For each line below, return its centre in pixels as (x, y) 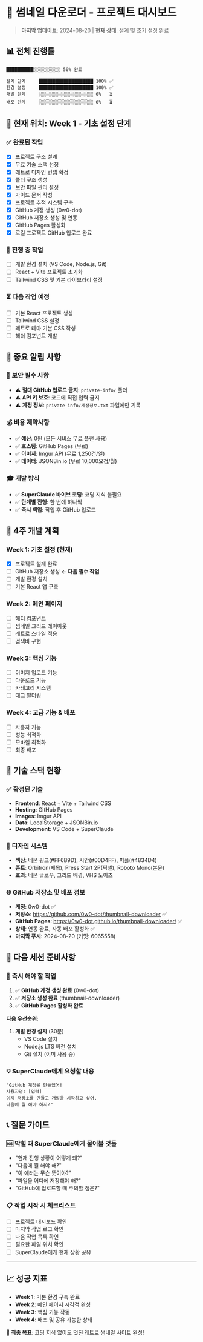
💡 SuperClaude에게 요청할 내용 (50, 1071)
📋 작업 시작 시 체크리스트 (41, 1205)
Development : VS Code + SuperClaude (64, 829)
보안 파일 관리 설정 (37, 187)
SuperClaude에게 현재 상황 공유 (53, 1252)
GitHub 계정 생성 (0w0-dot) (49, 210)
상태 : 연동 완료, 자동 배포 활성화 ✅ (55, 929)
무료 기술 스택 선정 (37, 164)
